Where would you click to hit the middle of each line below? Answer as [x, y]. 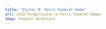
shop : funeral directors [30, 19]
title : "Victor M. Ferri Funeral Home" [46, 10]
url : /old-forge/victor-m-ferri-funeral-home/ [53, 14]
